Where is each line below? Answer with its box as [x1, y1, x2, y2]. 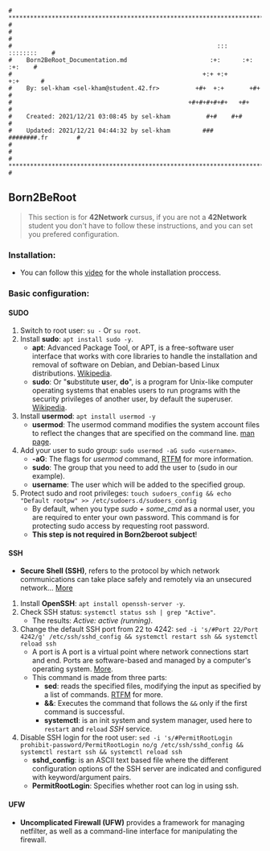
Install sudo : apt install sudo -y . [19, 334, 134, 344]
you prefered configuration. [27, 229, 120, 239]
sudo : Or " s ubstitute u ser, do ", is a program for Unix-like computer [31, 377, 254, 387]
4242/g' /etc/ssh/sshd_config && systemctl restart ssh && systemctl [19, 633, 259, 641]
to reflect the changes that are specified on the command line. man [31, 429, 255, 438]
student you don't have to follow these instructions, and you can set [27, 221, 253, 230]
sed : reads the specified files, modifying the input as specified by [43, 681, 261, 691]
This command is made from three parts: [31, 673, 167, 683]
